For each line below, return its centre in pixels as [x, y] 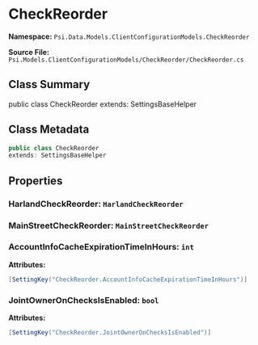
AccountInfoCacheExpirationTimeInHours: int [101, 247]
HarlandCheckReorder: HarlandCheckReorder [96, 204]
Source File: [29, 52]
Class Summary [49, 84]
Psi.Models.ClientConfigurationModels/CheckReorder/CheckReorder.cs [126, 60]
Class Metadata [49, 130]
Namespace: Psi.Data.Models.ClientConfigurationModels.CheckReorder [129, 36]
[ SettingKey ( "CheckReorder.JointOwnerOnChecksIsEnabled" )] [110, 333]
